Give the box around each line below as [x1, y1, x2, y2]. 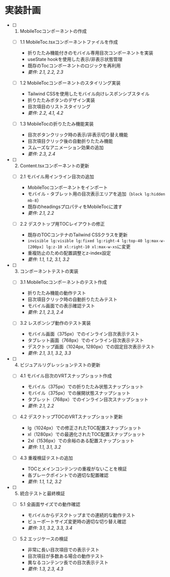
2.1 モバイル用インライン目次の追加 [19, 173, 94, 180]
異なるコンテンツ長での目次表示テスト [27, 559, 109, 565]
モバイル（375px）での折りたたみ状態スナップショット [27, 384, 144, 390]
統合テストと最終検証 [19, 490, 65, 496]
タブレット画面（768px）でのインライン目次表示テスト [27, 337, 144, 343]
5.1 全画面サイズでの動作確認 [19, 501, 80, 507]
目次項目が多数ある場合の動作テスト [27, 553, 104, 559]
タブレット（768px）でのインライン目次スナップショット [27, 396, 149, 403]
